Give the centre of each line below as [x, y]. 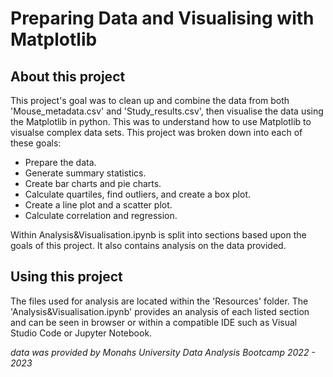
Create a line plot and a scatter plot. [98, 205]
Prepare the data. [60, 162]
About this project [68, 76]
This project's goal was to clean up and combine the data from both [150, 100]
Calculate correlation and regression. [101, 215]
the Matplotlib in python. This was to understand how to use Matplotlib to [161, 121]
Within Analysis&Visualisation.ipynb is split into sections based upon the [158, 235]
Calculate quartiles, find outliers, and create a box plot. [137, 194]
